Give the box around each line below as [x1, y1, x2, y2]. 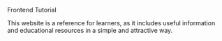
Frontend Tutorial [7, 6, 57, 14]
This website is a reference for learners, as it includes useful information [7, 19, 216, 27]
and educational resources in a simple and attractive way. [7, 27, 173, 34]
